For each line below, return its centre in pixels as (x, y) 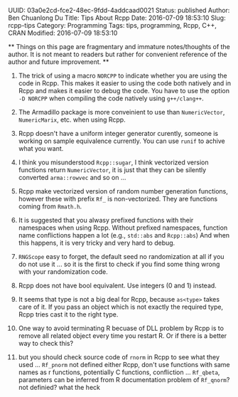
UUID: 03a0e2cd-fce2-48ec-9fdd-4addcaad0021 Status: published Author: (119, 10)
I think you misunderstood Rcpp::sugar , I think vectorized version (113, 162)
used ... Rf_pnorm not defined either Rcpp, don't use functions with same (124, 365)
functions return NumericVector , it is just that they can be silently (112, 170)
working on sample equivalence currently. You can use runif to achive (122, 141)
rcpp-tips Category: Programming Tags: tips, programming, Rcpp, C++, (113, 25)
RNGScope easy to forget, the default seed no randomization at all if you (121, 256)
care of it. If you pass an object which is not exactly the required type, (120, 307)
